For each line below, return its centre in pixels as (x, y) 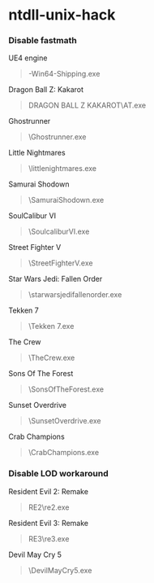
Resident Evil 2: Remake (49, 491)
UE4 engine (28, 58)
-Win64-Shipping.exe (64, 74)
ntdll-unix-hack (62, 15)
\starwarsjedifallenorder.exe (75, 295)
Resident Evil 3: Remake (49, 523)
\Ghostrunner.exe (57, 137)
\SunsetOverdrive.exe (64, 421)
